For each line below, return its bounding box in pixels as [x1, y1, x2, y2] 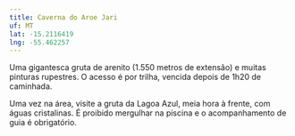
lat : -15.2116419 [9, 29, 74, 38]
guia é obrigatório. [9, 117, 78, 128]
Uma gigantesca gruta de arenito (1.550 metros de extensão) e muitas [9, 62, 266, 73]
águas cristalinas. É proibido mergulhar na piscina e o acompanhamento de [9, 108, 287, 118]
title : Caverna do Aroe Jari [9, 12, 118, 22]
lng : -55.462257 [9, 37, 70, 47]
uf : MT [9, 21, 34, 30]
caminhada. [9, 81, 53, 92]
